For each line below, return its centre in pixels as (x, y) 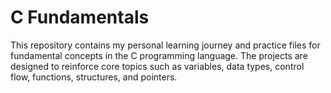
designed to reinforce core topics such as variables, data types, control (157, 66)
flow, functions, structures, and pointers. (94, 77)
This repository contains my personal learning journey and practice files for (165, 45)
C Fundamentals (80, 17)
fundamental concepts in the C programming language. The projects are (159, 55)
